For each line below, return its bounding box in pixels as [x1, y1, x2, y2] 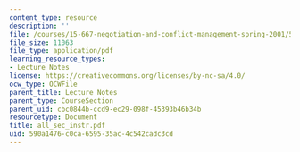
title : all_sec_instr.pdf [9, 122, 105, 131]
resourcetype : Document [9, 113, 98, 122]
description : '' [9, 21, 70, 30]
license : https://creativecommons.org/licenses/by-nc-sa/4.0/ [9, 72, 246, 80]
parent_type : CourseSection [9, 96, 114, 106]
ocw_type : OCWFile [9, 80, 78, 89]
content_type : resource [9, 13, 98, 22]
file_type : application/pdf [9, 46, 114, 55]
